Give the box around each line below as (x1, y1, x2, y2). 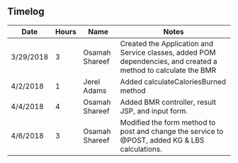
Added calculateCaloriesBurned (120, 77, 227, 86)
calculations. (120, 144, 163, 154)
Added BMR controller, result (120, 97, 217, 107)
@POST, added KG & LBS (120, 135, 205, 145)
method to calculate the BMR (120, 65, 217, 75)
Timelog (7, 6, 45, 18)
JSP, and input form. (120, 106, 188, 116)
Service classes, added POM (120, 47, 216, 57)
